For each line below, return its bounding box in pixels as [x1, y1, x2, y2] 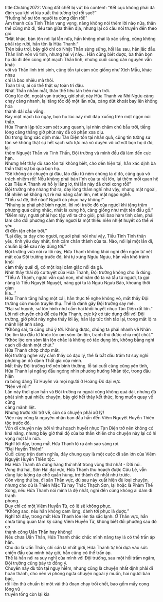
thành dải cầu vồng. [5, 108, 45, 114]
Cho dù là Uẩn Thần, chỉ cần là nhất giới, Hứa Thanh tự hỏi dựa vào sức [5, 545, 148, 550]
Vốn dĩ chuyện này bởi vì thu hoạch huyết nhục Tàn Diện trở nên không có [5, 425, 154, 431]
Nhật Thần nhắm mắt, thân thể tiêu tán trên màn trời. [5, 88, 110, 93]
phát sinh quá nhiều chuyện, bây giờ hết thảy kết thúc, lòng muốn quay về [5, 394, 153, 400]
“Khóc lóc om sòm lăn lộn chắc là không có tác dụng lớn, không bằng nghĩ [5, 337, 154, 343]
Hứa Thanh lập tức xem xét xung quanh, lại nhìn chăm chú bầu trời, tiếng [5, 124, 151, 129]
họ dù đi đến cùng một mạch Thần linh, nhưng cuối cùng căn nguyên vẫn [5, 57, 152, 62]
